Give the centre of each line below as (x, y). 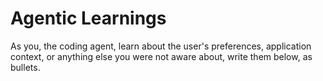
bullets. (25, 67)
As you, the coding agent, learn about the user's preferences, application (161, 46)
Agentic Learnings (88, 18)
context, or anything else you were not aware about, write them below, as (161, 56)
